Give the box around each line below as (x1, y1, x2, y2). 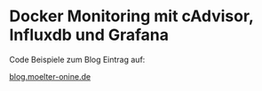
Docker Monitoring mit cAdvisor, (9, 6, 254, 27)
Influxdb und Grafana (9, 25, 170, 45)
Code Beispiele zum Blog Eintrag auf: (9, 54, 146, 64)
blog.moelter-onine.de (9, 71, 91, 81)
